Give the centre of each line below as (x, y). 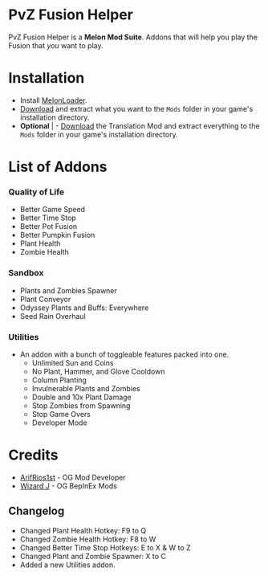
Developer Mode (59, 423)
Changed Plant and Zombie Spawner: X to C (93, 556)
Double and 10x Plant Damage (82, 397)
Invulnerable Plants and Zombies (86, 388)
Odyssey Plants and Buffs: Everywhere (84, 308)
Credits (33, 455)
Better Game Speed (53, 210)
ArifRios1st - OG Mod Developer (73, 477)
